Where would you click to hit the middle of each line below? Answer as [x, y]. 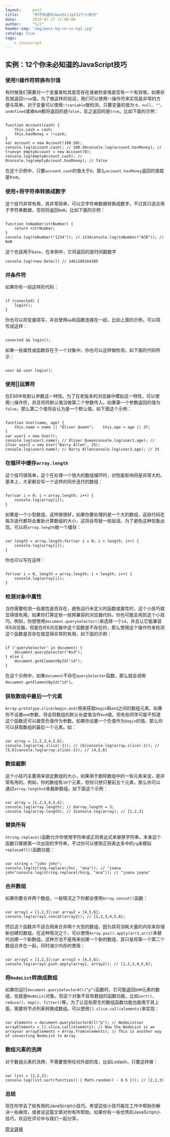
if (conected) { [22, 301]
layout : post [24, 10]
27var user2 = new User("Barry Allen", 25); [53, 445]
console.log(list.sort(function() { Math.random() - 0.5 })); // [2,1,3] [85, 1080]
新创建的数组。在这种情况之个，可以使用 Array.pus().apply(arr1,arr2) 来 [81, 933]
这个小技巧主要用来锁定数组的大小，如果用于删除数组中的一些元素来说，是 [83, 776]
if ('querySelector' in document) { [44, 648]
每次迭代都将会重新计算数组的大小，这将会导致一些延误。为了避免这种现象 [83, 521]
